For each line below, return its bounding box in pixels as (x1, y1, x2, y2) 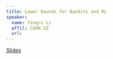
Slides (6, 47, 21, 54)
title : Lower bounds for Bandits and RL (6, 8, 108, 15)
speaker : (6, 14, 28, 20)
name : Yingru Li (11, 19, 51, 25)
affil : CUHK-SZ (11, 25, 49, 31)
